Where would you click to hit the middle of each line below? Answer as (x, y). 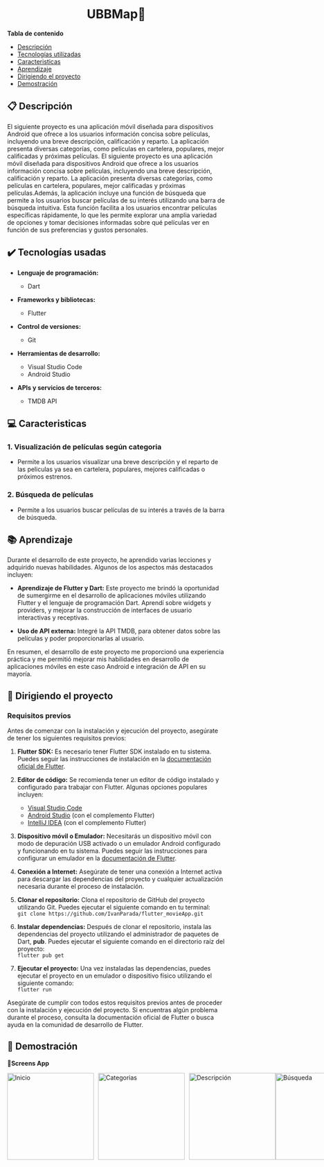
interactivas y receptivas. (53, 617)
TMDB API (42, 401)
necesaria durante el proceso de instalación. (80, 887)
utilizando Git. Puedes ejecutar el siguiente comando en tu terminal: (114, 908)
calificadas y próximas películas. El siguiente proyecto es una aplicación (110, 156)
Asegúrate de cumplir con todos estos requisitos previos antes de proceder (115, 1003)
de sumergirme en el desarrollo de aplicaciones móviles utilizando (111, 595)
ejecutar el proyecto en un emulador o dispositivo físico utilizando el (115, 976)
